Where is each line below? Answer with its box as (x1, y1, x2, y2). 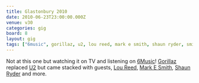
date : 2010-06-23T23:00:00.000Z (6, 14, 86, 20)
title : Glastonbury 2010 (6, 8, 68, 15)
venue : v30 (6, 19, 33, 25)
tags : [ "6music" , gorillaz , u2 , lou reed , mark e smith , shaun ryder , (6, 42, 184, 48)
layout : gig (6, 36, 36, 42)
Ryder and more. (6, 70, 47, 77)
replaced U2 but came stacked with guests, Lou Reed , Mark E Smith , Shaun (6, 64, 191, 71)
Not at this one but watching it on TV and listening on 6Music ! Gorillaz (6, 57, 176, 65)
